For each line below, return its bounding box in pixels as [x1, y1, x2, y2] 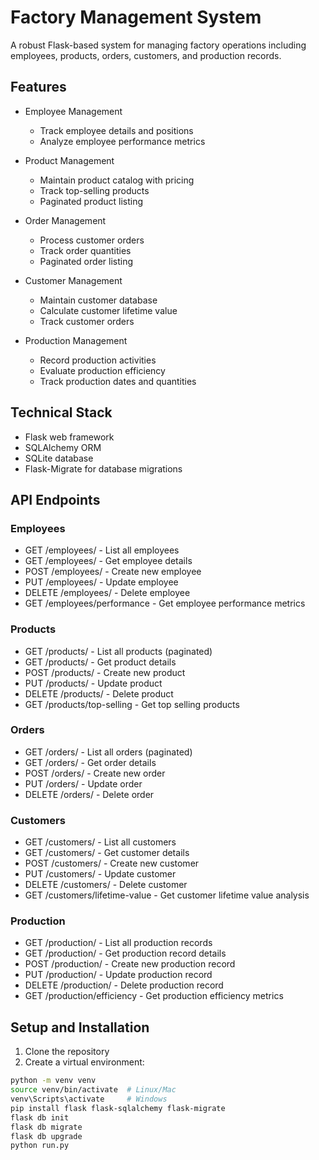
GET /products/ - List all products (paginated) [24, 645, 213, 657]
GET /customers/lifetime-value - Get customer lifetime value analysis [24, 889, 310, 901]
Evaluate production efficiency [39, 364, 166, 376]
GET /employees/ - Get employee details [24, 555, 193, 567]
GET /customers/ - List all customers [24, 836, 177, 848]
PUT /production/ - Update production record [24, 969, 213, 981]
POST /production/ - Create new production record [24, 958, 236, 970]
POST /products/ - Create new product [24, 666, 186, 678]
